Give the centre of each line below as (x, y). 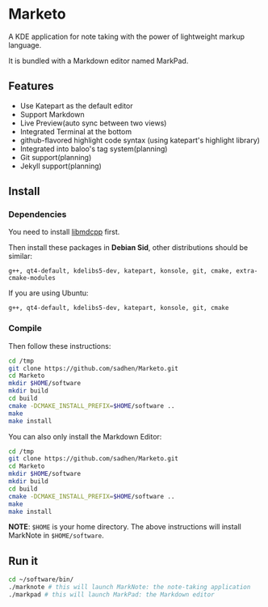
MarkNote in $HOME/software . (57, 536)
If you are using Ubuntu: (48, 293)
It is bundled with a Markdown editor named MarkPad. (98, 61)
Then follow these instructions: (60, 346)
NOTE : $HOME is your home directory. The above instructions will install (125, 527)
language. (25, 45)
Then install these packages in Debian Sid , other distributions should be (128, 248)
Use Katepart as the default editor (76, 105)
